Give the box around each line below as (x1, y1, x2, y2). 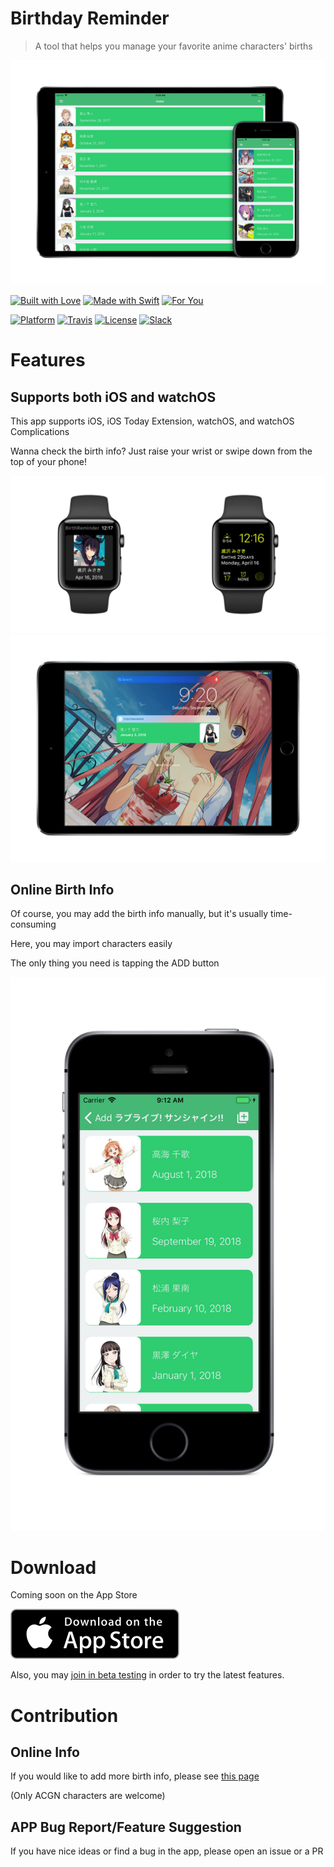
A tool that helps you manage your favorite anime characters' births (34, 40, 313, 52)
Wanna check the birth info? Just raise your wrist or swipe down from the (10, 445, 313, 457)
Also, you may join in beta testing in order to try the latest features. (10, 1669, 285, 1681)
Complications (10, 426, 70, 438)
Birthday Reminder (10, 7, 170, 30)
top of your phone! (10, 456, 88, 468)
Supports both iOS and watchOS (10, 388, 217, 406)
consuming (10, 918, 57, 931)
